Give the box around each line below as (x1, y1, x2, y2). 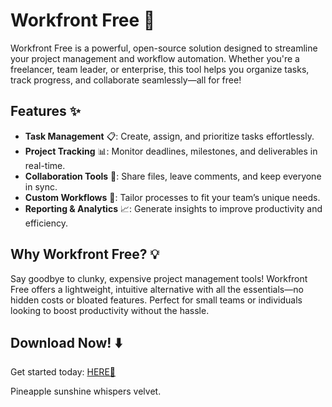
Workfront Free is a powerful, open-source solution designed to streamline (10, 42, 318, 54)
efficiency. (24, 217, 68, 229)
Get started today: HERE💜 (10, 366, 116, 378)
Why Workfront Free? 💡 (10, 246, 160, 263)
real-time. (24, 159, 66, 171)
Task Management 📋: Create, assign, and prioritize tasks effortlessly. (24, 130, 315, 142)
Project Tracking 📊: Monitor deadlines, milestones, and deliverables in (24, 145, 318, 157)
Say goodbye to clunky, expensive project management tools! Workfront (10, 272, 308, 284)
